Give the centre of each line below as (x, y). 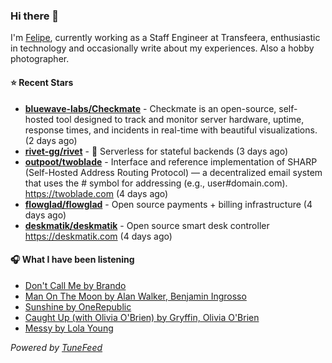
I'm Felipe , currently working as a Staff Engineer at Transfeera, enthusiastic (165, 38)
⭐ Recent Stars (42, 82)
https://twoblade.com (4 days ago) (96, 193)
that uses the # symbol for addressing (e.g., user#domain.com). (156, 183)
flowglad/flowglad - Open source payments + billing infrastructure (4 (168, 204)
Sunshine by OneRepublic (78, 306)
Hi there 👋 (35, 16)
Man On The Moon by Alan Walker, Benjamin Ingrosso (135, 296)
